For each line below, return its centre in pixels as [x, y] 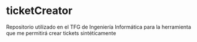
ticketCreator [39, 11]
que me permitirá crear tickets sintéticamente [61, 33]
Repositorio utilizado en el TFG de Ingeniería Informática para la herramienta [98, 27]
